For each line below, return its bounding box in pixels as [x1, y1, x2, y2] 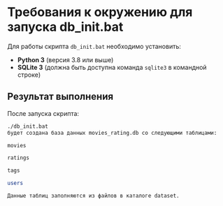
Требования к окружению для [7, 4, 193, 20]
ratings [7, 154, 30, 161]
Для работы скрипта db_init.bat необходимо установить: [7, 42, 182, 50]
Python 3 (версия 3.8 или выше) [17, 55, 114, 64]
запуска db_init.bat [7, 19, 124, 35]
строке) [17, 71, 41, 79]
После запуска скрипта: [7, 109, 79, 117]
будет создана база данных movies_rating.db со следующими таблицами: [7, 129, 217, 136]
